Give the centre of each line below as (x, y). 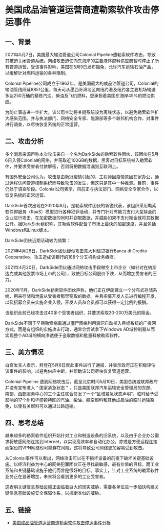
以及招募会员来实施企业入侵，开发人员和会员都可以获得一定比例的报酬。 (78, 302)
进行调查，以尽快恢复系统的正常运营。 (43, 124)
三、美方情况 (24, 352)
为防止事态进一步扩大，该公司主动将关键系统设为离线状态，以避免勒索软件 (80, 112)
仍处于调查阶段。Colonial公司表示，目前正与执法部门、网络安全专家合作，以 (82, 189)
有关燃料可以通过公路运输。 (50, 406)
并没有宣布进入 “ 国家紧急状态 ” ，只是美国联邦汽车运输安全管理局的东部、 (80, 387)
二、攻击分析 (24, 141)
